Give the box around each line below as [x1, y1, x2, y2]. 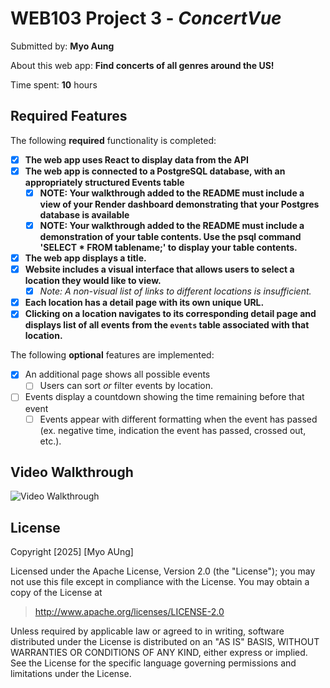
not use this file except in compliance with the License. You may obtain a [10, 576, 310, 588]
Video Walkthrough [10, 463, 134, 481]
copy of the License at [10, 587, 103, 599]
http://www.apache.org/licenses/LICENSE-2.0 [34, 606, 225, 618]
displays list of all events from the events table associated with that [24, 319, 310, 331]
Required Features [10, 108, 128, 125]
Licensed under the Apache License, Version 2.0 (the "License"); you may [10, 565, 316, 577]
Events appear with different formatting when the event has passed [39, 413, 318, 425]
